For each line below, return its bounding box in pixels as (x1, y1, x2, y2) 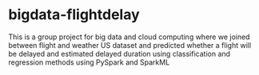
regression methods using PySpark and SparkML (8, 57, 170, 67)
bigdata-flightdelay (8, 6, 140, 24)
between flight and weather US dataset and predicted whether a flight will (8, 40, 252, 49)
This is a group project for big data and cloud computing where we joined (8, 32, 250, 41)
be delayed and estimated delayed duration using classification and (8, 49, 230, 58)
